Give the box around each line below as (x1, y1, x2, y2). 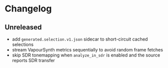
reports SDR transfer (12, 57, 55, 63)
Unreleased (5, 23, 42, 31)
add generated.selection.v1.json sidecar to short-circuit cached (12, 36, 148, 42)
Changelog (5, 3, 52, 14)
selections (12, 41, 34, 47)
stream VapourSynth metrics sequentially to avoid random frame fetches (12, 47, 163, 52)
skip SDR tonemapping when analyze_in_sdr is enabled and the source (12, 52, 160, 58)
